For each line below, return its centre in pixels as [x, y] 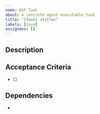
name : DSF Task [22, 10]
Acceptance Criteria [38, 67]
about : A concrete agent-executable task [50, 15]
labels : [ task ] [22, 24]
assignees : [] [21, 29]
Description [24, 50]
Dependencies [29, 95]
